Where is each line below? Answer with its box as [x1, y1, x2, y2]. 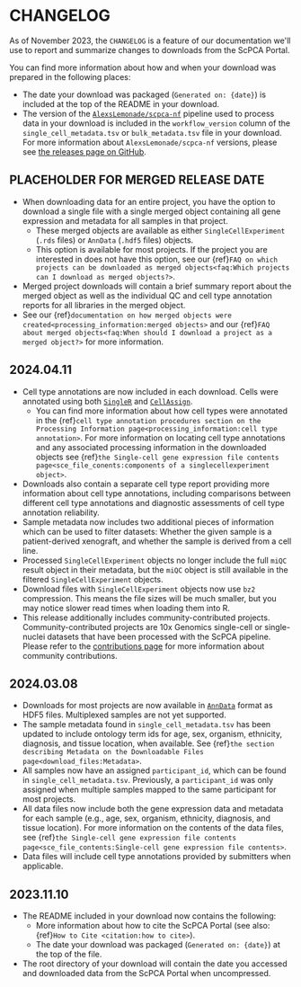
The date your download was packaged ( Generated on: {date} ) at [35, 939, 281, 950]
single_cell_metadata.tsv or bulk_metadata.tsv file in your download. [22, 127, 282, 138]
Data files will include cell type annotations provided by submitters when [22, 851, 291, 862]
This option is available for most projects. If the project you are [35, 244, 268, 254]
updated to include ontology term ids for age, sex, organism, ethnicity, [22, 729, 283, 740]
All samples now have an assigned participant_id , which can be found [22, 765, 287, 776]
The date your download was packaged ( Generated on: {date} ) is [22, 89, 267, 100]
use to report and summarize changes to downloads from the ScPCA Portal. [9, 44, 290, 55]
